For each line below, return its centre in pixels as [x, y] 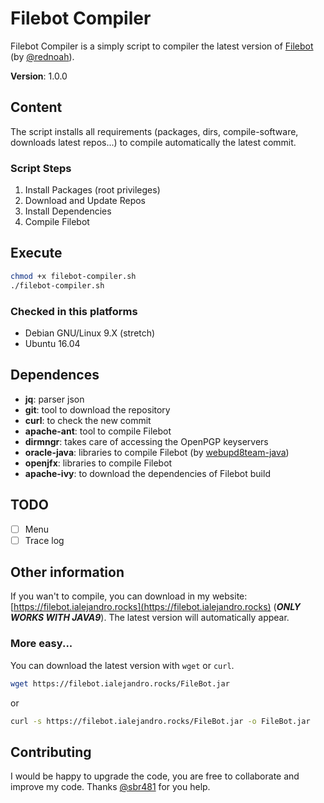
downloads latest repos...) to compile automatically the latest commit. [153, 142]
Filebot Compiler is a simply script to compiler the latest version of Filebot [162, 46]
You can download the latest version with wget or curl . [122, 665]
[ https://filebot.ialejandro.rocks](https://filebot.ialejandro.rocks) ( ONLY [156, 607]
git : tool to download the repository [97, 409]
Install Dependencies [68, 211]
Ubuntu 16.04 [52, 343]
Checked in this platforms [74, 311]
